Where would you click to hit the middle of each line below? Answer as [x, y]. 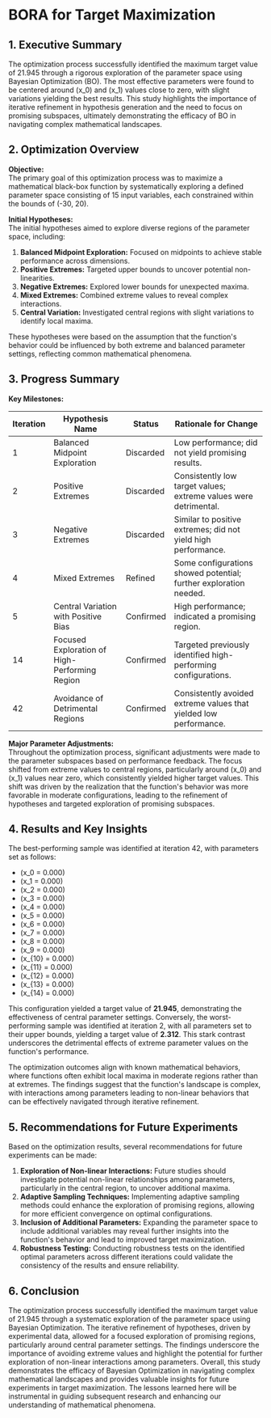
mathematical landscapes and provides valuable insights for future [119, 1379]
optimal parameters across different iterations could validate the [127, 1257]
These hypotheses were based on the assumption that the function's [123, 337]
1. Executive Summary [65, 45]
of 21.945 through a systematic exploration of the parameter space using [130, 1319]
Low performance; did [216, 442]
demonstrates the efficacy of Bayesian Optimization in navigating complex [132, 1371]
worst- [220, 1018]
